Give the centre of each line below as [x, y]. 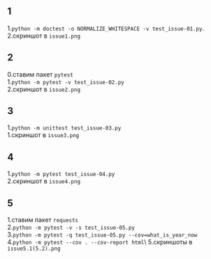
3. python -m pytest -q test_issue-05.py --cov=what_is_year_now [102, 235]
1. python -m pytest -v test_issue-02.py [66, 81]
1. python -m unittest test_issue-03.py [64, 127]
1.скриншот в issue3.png [43, 135]
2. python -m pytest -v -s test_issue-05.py [71, 227]
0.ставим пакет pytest [40, 74]
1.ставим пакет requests [43, 220]
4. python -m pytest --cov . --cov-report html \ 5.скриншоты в [100, 242]
